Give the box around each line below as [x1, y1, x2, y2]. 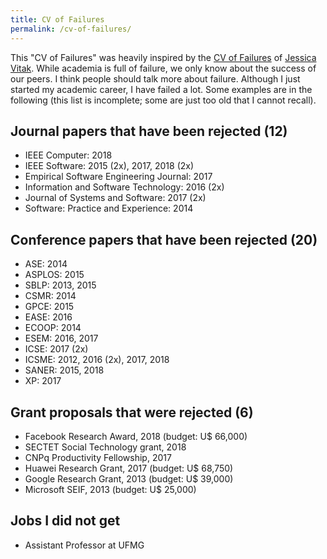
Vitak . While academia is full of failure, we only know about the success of [10, 62, 317, 74]
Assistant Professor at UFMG [24, 539, 145, 551]
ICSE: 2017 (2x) [24, 343, 89, 355]
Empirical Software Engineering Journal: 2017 [24, 171, 213, 183]
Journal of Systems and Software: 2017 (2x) [24, 192, 207, 204]
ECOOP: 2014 [24, 322, 82, 334]
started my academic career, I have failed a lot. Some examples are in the [10, 83, 313, 95]
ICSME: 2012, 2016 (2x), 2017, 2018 [24, 354, 170, 366]
